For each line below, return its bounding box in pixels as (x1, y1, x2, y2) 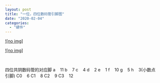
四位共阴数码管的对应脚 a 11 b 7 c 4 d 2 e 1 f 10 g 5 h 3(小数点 (5, 67, 156, 73)
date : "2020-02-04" (5, 16, 45, 21)
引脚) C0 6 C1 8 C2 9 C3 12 (5, 73, 74, 79)
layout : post (5, 7, 32, 12)
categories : (5, 20, 29, 26)
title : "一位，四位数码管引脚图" (5, 12, 64, 16)
